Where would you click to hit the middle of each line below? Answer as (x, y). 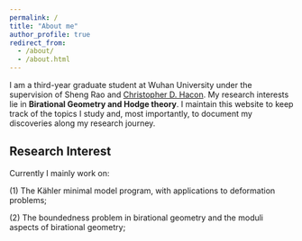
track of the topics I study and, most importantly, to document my (131, 114)
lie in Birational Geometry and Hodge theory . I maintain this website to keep (151, 104)
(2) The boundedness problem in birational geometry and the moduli (137, 218)
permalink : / (34, 18)
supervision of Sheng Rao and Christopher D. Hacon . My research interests (149, 94)
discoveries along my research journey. (82, 123)
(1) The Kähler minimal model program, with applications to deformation (142, 191)
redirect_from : (38, 43)
